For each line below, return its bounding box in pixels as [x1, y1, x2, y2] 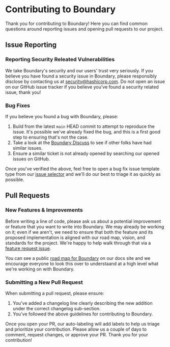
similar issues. [12, 145, 43, 151]
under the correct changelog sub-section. [12, 305, 101, 311]
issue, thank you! [5, 89, 41, 95]
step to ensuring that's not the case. [12, 134, 89, 140]
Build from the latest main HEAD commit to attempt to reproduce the [12, 123, 155, 129]
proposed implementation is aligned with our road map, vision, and [5, 234, 145, 241]
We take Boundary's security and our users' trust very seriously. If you [5, 67, 154, 73]
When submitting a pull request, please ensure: [5, 290, 104, 296]
